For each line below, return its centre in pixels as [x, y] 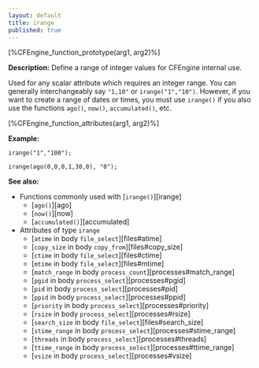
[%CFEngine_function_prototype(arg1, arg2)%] [84, 53]
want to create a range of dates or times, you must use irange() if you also [130, 100]
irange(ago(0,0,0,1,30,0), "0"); [63, 167]
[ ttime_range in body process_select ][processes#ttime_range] [133, 348]
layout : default [35, 15]
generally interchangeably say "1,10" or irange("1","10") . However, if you [129, 91]
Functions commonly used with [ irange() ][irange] [101, 197]
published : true [35, 30]
